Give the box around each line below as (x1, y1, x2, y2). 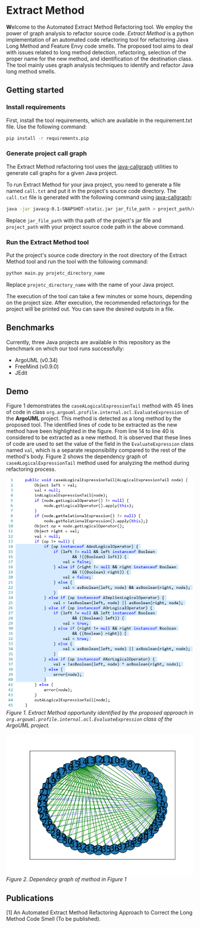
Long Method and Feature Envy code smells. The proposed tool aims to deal (6, 42, 193, 50)
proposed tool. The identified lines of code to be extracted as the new (6, 421, 177, 428)
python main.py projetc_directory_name (6, 270, 105, 276)
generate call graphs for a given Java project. (6, 169, 118, 176)
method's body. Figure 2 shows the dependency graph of (6, 453, 148, 460)
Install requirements (6, 103, 66, 111)
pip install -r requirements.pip (6, 135, 89, 141)
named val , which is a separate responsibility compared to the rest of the (6, 446, 186, 454)
